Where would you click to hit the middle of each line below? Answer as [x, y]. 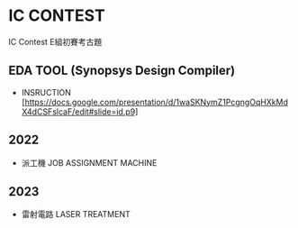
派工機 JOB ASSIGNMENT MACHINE [89, 162]
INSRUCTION [46, 92]
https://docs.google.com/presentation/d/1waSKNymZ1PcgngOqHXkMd [157, 102]
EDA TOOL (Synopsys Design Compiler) [122, 71]
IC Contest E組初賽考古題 [55, 41]
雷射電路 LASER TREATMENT [76, 214]
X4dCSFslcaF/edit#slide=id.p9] [80, 111]
